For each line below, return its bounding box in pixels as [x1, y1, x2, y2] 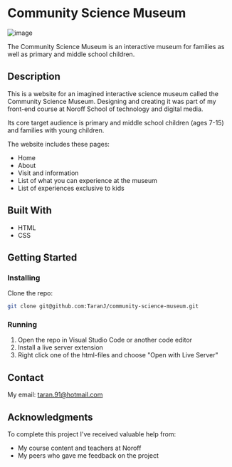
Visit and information [17, 169, 79, 177]
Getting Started [7, 251, 78, 263]
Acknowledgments [7, 411, 94, 423]
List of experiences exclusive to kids [17, 184, 125, 192]
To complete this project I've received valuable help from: [7, 430, 176, 439]
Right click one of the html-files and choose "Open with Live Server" [17, 351, 218, 360]
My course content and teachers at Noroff [17, 444, 142, 453]
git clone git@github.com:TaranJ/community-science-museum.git [7, 303, 199, 310]
